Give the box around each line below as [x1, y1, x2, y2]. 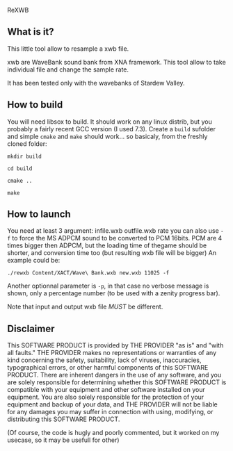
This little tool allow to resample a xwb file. [7, 44, 129, 53]
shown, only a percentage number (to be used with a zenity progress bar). [7, 289, 220, 297]
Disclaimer [7, 322, 55, 334]
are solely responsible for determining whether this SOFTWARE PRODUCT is [7, 378, 227, 386]
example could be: [7, 256, 61, 265]
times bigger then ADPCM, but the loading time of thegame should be [7, 241, 207, 249]
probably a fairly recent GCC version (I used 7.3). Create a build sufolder [7, 124, 216, 133]
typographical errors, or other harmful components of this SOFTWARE [7, 363, 209, 372]
